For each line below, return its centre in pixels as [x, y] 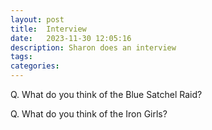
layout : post [37, 19]
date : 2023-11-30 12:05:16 [71, 38]
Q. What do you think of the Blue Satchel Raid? [106, 94]
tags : [21, 57]
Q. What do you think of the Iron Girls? [89, 114]
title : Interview [48, 29]
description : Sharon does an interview [93, 47]
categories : [35, 66]
